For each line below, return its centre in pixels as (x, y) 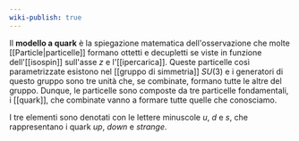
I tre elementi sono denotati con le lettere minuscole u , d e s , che (129, 117)
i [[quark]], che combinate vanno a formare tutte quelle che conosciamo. (143, 100)
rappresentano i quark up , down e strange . (88, 127)
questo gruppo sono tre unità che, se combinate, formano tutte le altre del (145, 80)
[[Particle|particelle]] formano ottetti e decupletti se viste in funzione (136, 52)
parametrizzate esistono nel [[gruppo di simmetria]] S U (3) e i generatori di (146, 71)
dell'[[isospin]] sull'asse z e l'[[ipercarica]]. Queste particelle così (130, 62)
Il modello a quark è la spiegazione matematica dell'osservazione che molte (150, 43)
